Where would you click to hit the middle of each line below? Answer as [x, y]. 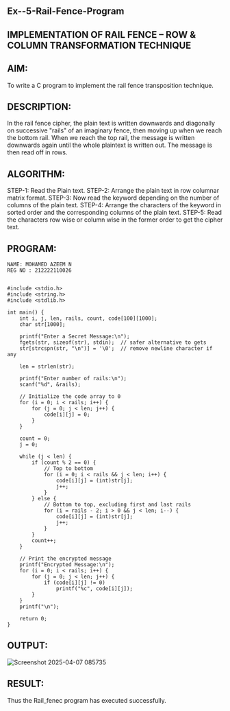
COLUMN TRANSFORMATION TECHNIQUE [99, 45]
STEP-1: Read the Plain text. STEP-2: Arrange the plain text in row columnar [113, 191]
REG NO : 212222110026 [39, 270]
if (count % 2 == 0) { [64, 463]
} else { [44, 499]
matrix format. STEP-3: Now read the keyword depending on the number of [113, 198]
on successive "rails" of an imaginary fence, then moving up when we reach [115, 130]
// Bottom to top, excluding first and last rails [117, 505]
